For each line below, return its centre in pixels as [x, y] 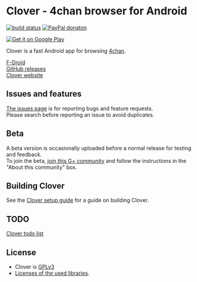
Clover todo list [25, 234]
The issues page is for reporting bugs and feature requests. [80, 108]
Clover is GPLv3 [35, 267]
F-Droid [16, 62]
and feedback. [24, 154]
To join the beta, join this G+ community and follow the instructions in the [96, 160]
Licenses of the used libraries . [52, 273]
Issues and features [44, 94]
